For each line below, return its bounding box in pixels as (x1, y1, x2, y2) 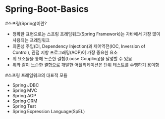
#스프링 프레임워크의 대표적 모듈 (5, 72, 68, 78)
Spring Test (12, 103, 36, 109)
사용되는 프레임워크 (12, 37, 50, 43)
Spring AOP (12, 92, 36, 98)
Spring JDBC (12, 82, 39, 88)
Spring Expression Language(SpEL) (12, 108, 85, 114)
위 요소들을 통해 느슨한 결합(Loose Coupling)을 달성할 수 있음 (12, 55, 132, 61)
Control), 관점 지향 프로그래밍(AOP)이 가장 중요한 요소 (12, 49, 118, 55)
